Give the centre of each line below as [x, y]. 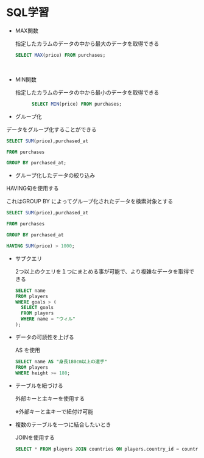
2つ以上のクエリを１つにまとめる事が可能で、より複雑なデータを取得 [102, 271]
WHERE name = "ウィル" [48, 319]
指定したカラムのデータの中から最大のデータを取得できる [87, 43]
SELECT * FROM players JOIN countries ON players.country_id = [97, 449]
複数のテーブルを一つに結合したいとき [63, 424]
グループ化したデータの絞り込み [55, 175]
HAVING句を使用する [33, 188]
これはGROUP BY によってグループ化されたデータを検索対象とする [90, 202]
